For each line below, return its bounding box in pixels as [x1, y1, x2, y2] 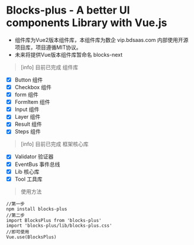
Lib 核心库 [14, 168, 40, 175]
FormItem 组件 [14, 99, 50, 106]
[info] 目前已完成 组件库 [20, 63, 79, 71]
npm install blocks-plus [6, 206, 67, 212]
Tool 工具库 [14, 175, 43, 182]
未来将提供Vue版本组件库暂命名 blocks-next [14, 51, 123, 58]
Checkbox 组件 [14, 84, 52, 90]
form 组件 [14, 91, 38, 98]
